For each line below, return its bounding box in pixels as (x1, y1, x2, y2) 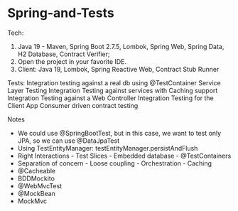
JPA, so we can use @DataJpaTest (17, 136, 120, 145)
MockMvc (17, 197, 48, 205)
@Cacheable (17, 166, 55, 175)
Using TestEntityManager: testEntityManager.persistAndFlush (17, 144, 198, 152)
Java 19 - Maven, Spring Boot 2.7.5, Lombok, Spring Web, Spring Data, (17, 42, 225, 50)
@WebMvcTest (17, 181, 63, 190)
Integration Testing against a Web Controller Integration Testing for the (7, 94, 215, 102)
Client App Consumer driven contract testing (7, 101, 139, 109)
